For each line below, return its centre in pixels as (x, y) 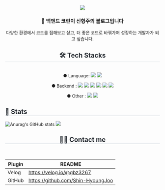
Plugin (16, 164)
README (71, 164)
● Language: (76, 76)
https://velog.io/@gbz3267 (60, 172)
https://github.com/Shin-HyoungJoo (71, 180)
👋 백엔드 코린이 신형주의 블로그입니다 (82, 21)
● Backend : (64, 86)
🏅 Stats (16, 111)
